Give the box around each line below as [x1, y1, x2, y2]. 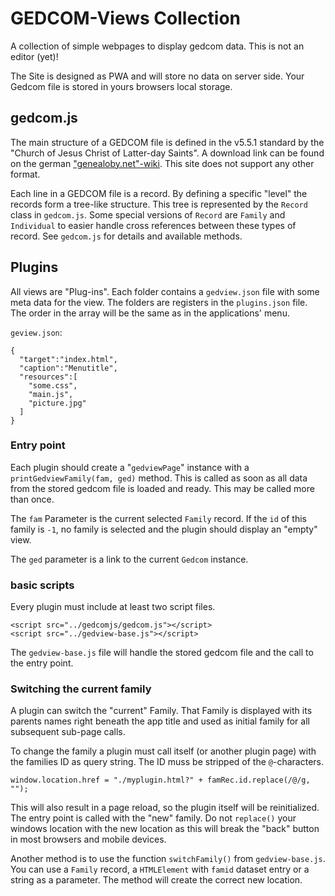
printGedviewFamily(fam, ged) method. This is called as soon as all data [10, 472, 308, 484]
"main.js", [28, 389, 74, 399]
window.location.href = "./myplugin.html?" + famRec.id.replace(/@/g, [10, 775, 311, 786]
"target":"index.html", [19, 354, 118, 364]
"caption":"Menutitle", [19, 363, 118, 373]
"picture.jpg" [28, 398, 87, 408]
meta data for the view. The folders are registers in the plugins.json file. [10, 296, 308, 308]
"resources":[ [19, 372, 78, 382]
